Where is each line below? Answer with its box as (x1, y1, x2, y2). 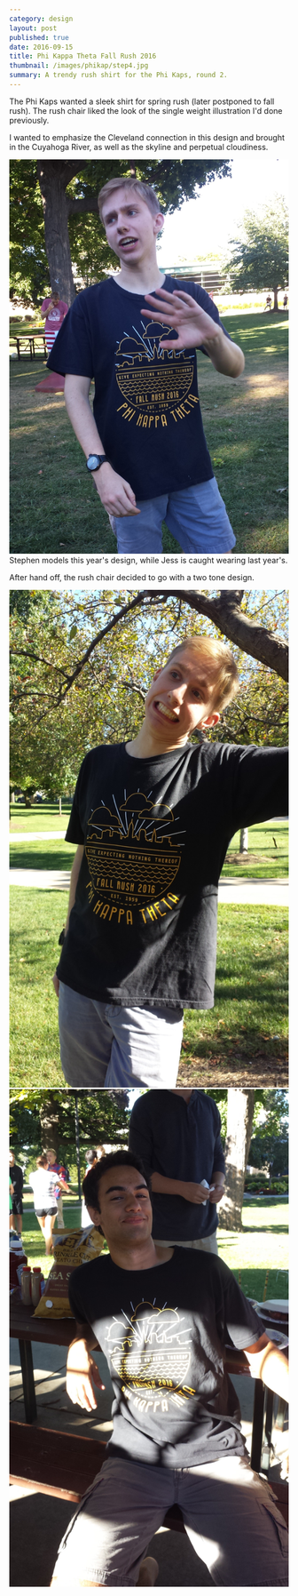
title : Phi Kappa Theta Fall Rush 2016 (9, 52, 157, 61)
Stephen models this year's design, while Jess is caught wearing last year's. (9, 555, 288, 565)
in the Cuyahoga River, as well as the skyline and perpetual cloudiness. (9, 141, 269, 152)
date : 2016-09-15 (9, 43, 74, 52)
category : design (9, 14, 74, 23)
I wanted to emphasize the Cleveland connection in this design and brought (9, 132, 286, 142)
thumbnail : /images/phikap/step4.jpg (9, 61, 149, 70)
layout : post (9, 23, 58, 33)
